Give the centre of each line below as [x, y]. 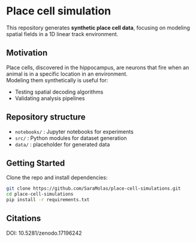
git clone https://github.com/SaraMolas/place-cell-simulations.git [94, 189]
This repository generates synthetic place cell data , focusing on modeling [98, 28]
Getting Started [36, 163]
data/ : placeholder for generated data [62, 144]
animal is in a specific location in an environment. [67, 74]
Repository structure [46, 117]
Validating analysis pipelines [50, 98]
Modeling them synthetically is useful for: [57, 80]
